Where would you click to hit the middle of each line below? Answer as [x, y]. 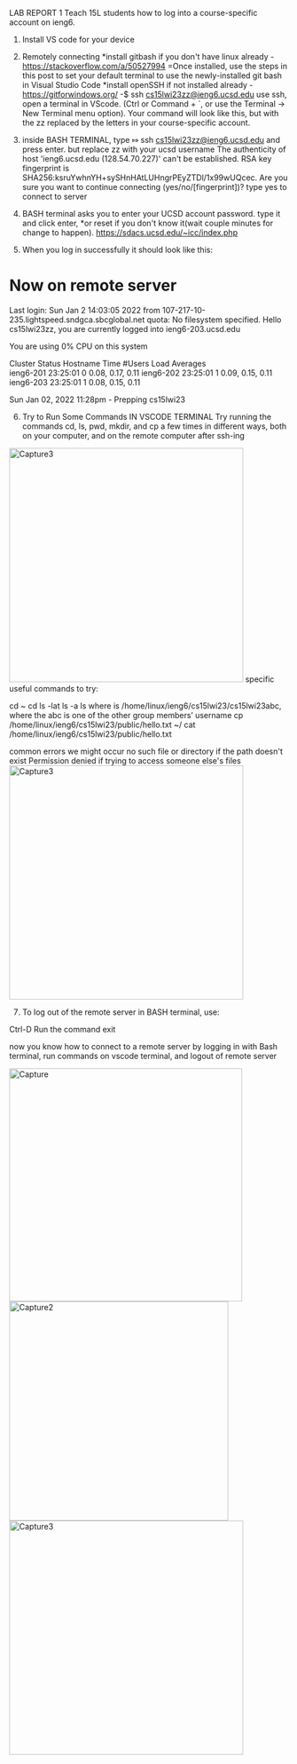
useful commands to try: [54, 688]
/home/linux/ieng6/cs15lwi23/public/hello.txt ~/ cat [102, 724]
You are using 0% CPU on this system [78, 346]
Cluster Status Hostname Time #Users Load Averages [108, 363]
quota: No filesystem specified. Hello [214, 320]
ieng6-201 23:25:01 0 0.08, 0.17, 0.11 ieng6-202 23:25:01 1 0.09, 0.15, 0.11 [141, 373]
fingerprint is [45, 168]
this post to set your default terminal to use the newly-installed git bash [152, 75]
